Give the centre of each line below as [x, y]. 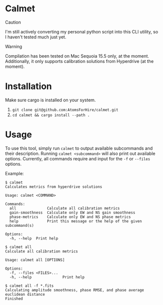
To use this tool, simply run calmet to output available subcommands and [79, 148]
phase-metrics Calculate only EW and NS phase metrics [70, 217]
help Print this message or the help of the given [76, 221]
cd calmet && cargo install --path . [51, 115]
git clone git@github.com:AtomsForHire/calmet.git [65, 110]
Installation [29, 86]
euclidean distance [25, 294]
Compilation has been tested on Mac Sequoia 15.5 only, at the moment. [77, 56]
